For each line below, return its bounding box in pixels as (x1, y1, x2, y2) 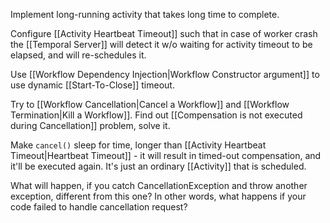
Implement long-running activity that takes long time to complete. (10, 9, 280, 20)
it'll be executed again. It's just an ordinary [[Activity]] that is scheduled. (10, 160, 307, 172)
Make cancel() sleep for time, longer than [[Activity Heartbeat (10, 139, 267, 151)
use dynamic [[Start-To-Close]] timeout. (10, 79, 175, 91)
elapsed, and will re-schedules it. (10, 49, 147, 61)
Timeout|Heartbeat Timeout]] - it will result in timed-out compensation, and (10, 150, 322, 161)
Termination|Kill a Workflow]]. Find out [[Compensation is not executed (10, 109, 303, 121)
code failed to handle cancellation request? (10, 201, 188, 213)
